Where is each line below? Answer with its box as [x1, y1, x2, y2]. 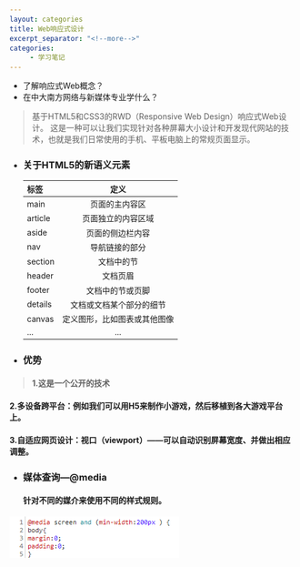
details [26, 299, 53, 309]
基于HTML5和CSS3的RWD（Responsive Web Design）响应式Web [31, 111, 279, 122]
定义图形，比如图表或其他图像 [62, 314, 175, 325]
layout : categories [9, 15, 84, 24]
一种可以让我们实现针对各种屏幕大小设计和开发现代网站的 [65, 123, 282, 134]
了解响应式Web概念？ [22, 80, 105, 91]
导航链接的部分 [89, 241, 146, 252]
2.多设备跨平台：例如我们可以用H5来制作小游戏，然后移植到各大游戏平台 [9, 400, 284, 411]
